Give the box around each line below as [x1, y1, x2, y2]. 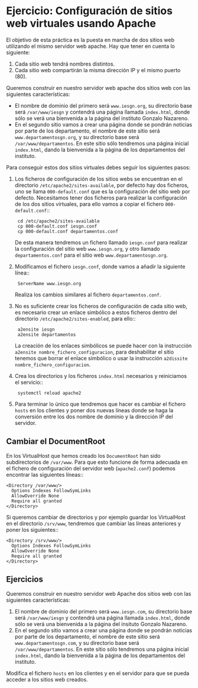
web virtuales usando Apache [6, 17, 157, 30]
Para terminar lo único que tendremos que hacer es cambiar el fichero [14, 400, 186, 408]
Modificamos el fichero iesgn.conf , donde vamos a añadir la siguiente [14, 263, 186, 270]
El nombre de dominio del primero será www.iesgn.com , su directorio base [14, 608, 193, 615]
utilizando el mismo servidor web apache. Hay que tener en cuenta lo [6, 43, 176, 50]
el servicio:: [14, 379, 43, 386]
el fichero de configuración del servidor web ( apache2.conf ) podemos [6, 464, 176, 471]
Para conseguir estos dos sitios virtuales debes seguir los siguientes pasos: [6, 164, 191, 171]
